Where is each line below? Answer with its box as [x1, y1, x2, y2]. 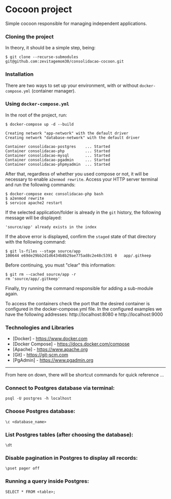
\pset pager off [5, 466, 40, 471]
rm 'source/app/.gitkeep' [5, 276, 60, 281]
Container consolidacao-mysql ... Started [5, 153, 110, 158]
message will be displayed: [5, 215, 62, 221]
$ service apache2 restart [5, 200, 63, 206]
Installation [5, 71, 34, 78]
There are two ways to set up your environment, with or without [5, 82, 138, 89]
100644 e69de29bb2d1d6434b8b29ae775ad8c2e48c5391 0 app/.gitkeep [5, 253, 152, 258]
